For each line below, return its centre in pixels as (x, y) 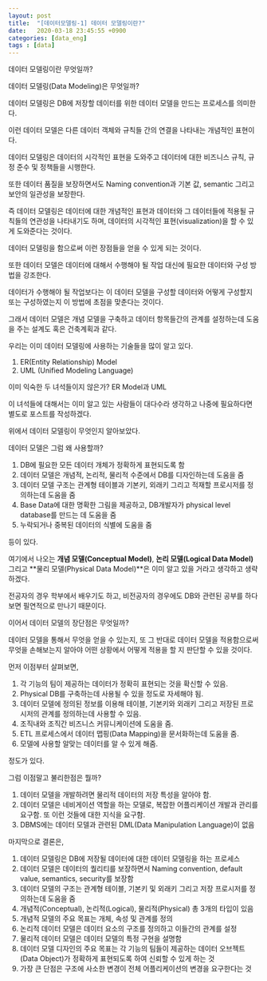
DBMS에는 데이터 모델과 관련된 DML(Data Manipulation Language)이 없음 (137, 825)
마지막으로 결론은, (36, 842)
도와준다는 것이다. (44, 231)
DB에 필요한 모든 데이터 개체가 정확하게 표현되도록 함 (102, 465)
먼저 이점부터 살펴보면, (43, 667)
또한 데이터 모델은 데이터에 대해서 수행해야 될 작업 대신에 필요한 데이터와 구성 (128, 265)
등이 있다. (23, 542)
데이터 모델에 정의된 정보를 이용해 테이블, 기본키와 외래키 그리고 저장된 (129, 704)
